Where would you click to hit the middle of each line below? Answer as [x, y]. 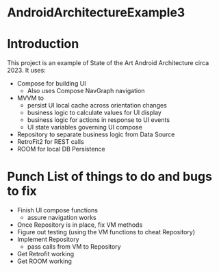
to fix [22, 191]
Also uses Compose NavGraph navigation [86, 91]
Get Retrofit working [46, 254]
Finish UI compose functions [57, 210]
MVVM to [30, 98]
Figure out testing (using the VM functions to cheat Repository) [106, 232]
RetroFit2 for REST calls [50, 142]
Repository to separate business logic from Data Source [96, 134]
